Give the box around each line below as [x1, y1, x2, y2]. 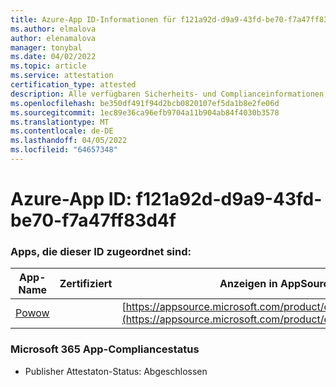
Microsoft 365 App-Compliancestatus [10, 342, 200, 356]
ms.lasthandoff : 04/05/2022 [10, 136, 128, 146]
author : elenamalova [10, 33, 97, 43]
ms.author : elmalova [10, 24, 97, 34]
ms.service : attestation [10, 71, 114, 81]
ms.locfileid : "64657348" [10, 145, 118, 155]
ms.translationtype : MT [10, 117, 110, 127]
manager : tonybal [10, 42, 83, 53]
